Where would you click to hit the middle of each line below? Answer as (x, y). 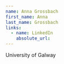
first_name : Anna (27, 17)
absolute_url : (33, 38)
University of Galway (31, 55)
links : (14, 28)
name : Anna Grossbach (32, 11)
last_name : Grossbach (32, 22)
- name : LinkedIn (32, 33)
